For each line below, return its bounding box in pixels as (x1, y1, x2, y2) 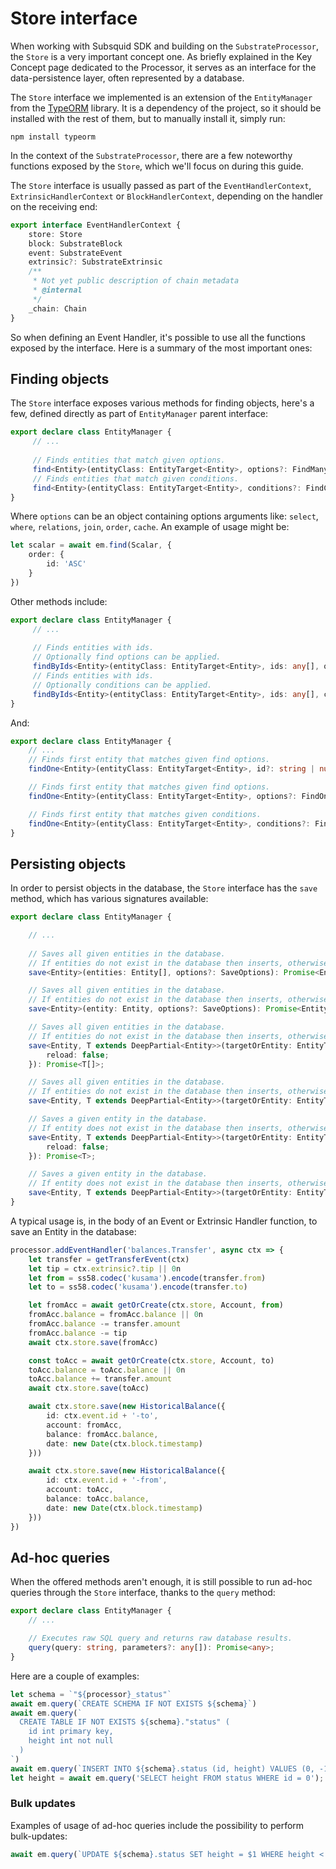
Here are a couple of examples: (10, 1670, 140, 1682)
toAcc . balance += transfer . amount (28, 1374, 172, 1384)
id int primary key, (28, 1727, 114, 1737)
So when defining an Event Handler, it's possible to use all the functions (10, 331, 306, 343)
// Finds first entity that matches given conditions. (28, 809, 262, 819)
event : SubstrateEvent (28, 248, 123, 258)
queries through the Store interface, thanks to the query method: (10, 1587, 276, 1599)
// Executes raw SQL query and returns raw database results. (28, 1633, 293, 1644)
